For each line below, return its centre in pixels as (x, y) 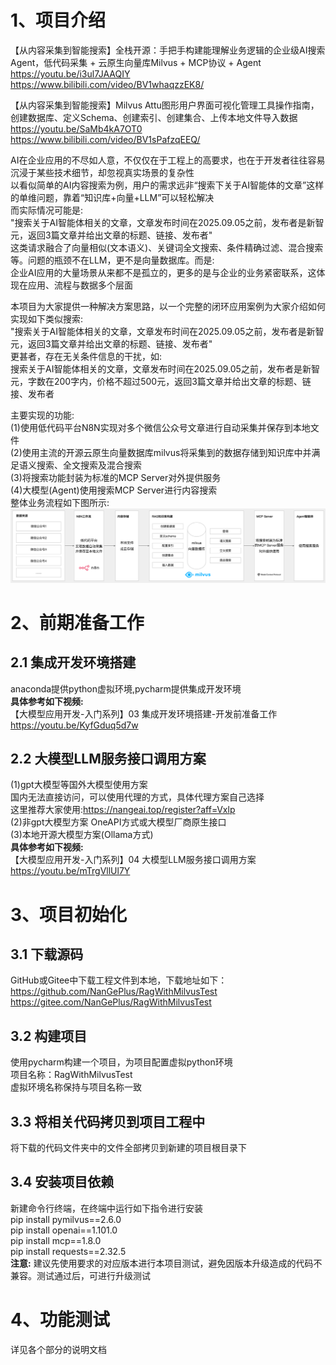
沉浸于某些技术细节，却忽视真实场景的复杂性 (102, 172)
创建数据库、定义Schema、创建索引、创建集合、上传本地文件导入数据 (154, 117)
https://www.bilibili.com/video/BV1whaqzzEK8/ (107, 84)
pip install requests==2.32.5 (68, 1251)
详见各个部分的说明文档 (58, 1349)
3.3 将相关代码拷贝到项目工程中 (108, 1121)
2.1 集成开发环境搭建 (73, 662)
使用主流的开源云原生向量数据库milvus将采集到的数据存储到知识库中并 (166, 452)
